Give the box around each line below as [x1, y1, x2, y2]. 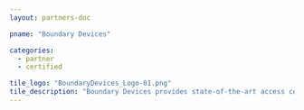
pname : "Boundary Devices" [9, 29, 111, 39]
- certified [17, 62, 63, 72]
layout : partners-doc [9, 13, 91, 23]
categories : [9, 46, 54, 55]
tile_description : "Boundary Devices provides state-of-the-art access [9, 87, 285, 96]
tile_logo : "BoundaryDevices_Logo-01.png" [9, 78, 172, 88]
